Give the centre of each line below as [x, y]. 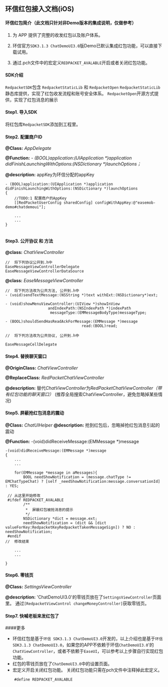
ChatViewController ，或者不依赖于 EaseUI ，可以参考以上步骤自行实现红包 [88, 651]
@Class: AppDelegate [28, 148]
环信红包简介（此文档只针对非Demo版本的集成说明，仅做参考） [71, 23]
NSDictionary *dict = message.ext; [60, 519]
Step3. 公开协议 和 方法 [29, 241]
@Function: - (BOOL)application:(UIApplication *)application [68, 158]
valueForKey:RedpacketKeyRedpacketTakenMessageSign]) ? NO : [70, 527]
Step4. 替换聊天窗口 [26, 356]
